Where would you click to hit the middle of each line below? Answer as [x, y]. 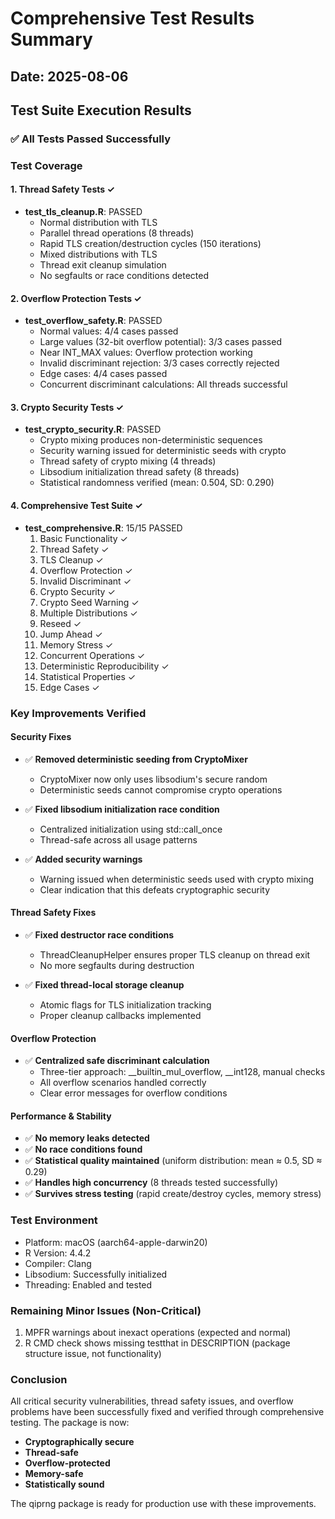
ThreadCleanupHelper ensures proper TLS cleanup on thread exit [175, 954]
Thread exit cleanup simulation [103, 265]
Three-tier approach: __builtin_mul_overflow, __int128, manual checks [182, 1072]
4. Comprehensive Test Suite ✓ [76, 506]
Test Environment [54, 1220]
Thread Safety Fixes [53, 913]
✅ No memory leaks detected [87, 1138]
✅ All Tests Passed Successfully [91, 139]
